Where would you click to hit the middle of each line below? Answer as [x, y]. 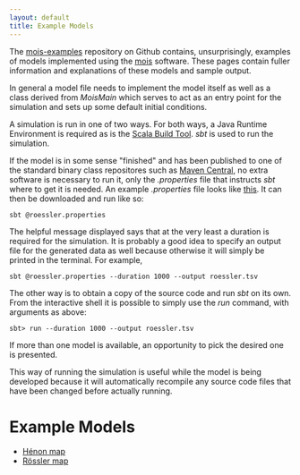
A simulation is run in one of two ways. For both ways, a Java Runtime [138, 124]
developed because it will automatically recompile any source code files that [150, 381]
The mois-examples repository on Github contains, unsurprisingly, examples [150, 51]
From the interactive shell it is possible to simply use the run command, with [149, 302]
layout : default [39, 17]
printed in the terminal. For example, [76, 259]
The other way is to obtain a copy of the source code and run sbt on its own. [150, 293]
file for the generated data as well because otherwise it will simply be [137, 250]
